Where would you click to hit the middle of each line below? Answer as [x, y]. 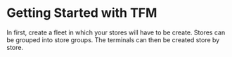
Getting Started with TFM [82, 13]
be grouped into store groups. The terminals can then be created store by [113, 39]
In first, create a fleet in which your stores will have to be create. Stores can [116, 32]
